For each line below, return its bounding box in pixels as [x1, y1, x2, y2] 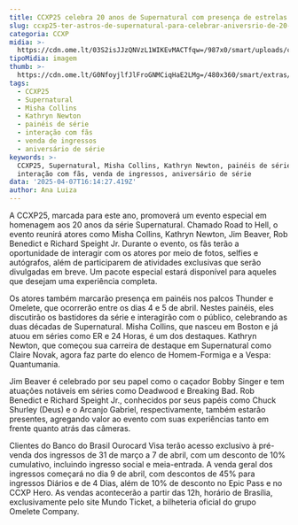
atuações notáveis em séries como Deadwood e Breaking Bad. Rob [9, 386, 255, 396]
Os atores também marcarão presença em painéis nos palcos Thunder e [9, 293, 274, 304]
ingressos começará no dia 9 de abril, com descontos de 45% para [9, 468, 255, 479]
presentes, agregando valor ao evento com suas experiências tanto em [9, 413, 269, 424]
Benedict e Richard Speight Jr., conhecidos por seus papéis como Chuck [9, 395, 277, 405]
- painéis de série [17, 120, 90, 129]
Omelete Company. [9, 506, 80, 516]
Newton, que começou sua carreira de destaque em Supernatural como [9, 340, 272, 351]
